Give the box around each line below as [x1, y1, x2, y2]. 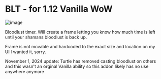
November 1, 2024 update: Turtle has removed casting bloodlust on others [5, 58, 156, 64]
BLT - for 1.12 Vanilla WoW [5, 3, 113, 15]
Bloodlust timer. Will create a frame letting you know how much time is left [5, 29, 156, 35]
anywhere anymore [5, 68, 44, 74]
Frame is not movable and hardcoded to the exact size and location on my [5, 43, 155, 49]
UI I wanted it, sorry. [5, 49, 46, 55]
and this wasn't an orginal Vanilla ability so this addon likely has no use [5, 63, 149, 69]
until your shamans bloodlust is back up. [5, 34, 87, 40]
